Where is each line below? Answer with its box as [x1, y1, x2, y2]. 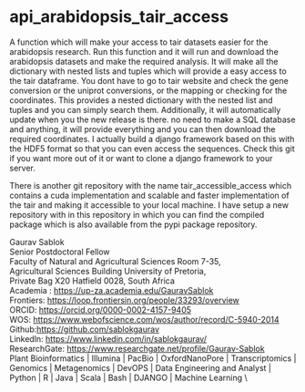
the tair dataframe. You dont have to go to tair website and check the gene [9, 75, 289, 86]
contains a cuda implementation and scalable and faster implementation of [9, 190, 290, 201]
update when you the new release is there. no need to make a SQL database [9, 114, 296, 125]
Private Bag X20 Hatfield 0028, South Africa [9, 275, 176, 286]
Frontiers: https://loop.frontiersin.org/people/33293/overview [9, 294, 239, 305]
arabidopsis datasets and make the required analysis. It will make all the [9, 56, 279, 67]
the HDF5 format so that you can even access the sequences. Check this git [9, 143, 295, 154]
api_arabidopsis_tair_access [9, 6, 229, 27]
